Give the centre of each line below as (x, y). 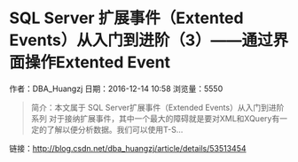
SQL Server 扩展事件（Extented (126, 18)
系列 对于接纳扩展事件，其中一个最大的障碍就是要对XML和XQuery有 (155, 118)
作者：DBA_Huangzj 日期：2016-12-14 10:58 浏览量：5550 (116, 89)
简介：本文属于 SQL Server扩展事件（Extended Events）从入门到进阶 (157, 107)
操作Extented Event (98, 62)
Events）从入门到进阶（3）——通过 (141, 40)
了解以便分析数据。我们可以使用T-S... (115, 129)
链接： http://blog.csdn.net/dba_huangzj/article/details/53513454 (128, 148)
